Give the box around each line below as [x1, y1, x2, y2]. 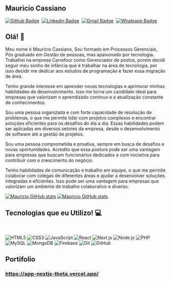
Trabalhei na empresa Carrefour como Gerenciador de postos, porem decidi [5, 57, 165, 63]
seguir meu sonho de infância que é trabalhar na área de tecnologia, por [5, 62, 157, 68]
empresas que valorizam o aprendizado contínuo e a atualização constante [5, 94, 163, 100]
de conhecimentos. [5, 99, 46, 105]
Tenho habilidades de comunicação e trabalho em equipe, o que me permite [5, 167, 166, 173]
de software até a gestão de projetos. [5, 131, 84, 137]
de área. [5, 73, 23, 79]
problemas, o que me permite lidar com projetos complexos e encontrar [5, 114, 157, 121]
